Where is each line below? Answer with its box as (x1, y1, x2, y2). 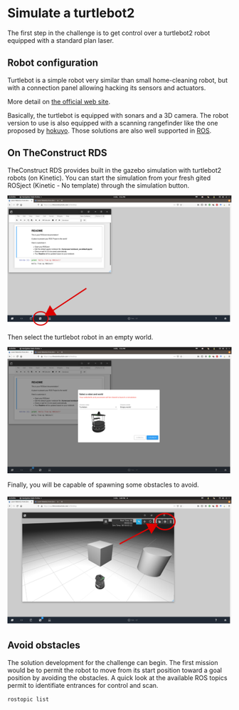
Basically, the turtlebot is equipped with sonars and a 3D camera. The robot (7, 111, 229, 119)
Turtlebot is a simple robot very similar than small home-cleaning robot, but (7, 76, 228, 84)
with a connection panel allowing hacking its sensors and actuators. (7, 83, 206, 92)
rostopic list (7, 696, 50, 703)
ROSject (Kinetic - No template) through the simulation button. (7, 181, 190, 190)
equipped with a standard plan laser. (7, 36, 115, 44)
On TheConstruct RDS (7, 147, 108, 159)
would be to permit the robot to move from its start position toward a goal (7, 666, 223, 674)
